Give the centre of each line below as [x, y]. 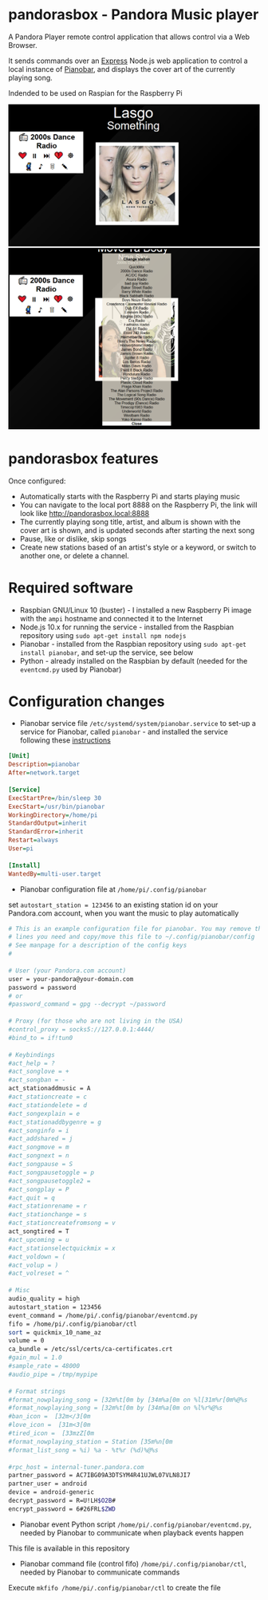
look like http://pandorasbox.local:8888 [85, 513]
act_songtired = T [39, 1232]
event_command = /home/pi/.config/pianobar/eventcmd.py [103, 1315]
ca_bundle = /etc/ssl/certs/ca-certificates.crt [91, 1350]
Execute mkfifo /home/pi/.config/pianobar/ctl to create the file [114, 1587]
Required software [71, 587]
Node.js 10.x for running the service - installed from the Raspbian [127, 627]
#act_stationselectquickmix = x [62, 1248]
